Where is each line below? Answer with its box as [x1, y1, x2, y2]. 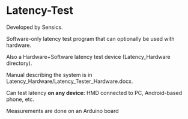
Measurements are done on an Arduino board [6, 107, 119, 114]
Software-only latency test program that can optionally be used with [6, 35, 175, 42]
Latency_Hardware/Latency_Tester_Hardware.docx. [6, 78, 133, 85]
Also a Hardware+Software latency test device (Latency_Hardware [6, 53, 171, 60]
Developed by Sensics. [6, 23, 63, 31]
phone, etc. [6, 96, 35, 103]
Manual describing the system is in [6, 71, 92, 78]
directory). [6, 59, 32, 67]
